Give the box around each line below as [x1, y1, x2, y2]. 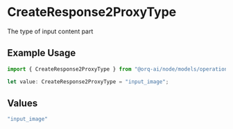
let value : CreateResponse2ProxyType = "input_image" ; [7, 78, 169, 85]
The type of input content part [7, 27, 94, 35]
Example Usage [7, 47, 76, 59]
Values [7, 97, 38, 109]
